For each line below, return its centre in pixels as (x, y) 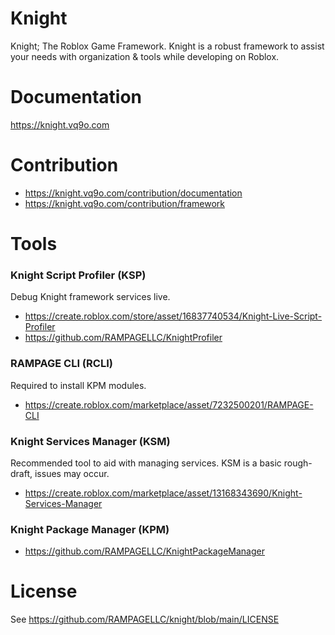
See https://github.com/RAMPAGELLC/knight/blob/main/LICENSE (145, 619)
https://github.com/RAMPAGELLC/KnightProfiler (123, 338)
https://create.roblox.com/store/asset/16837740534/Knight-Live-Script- (173, 316)
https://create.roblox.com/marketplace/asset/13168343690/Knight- (163, 493)
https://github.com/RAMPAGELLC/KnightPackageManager (144, 551)
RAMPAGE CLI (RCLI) (61, 364)
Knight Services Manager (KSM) (90, 441)
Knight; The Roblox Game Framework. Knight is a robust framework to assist (167, 46)
